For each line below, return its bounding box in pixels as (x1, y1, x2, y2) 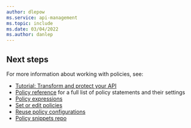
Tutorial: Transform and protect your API (15, 82, 117, 89)
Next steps (6, 54, 49, 65)
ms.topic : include (6, 20, 53, 26)
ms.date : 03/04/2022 (6, 26, 59, 32)
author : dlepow (6, 9, 45, 15)
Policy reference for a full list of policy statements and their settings (15, 88, 186, 96)
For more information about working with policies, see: (6, 70, 143, 77)
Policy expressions (15, 95, 63, 102)
